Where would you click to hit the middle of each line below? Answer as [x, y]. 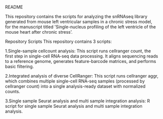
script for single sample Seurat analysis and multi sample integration [74, 106]
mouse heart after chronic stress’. [39, 32]
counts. [13, 91]
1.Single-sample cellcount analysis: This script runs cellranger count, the [78, 51]
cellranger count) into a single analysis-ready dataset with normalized [75, 86]
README [14, 7]
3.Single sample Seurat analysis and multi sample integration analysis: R [78, 101]
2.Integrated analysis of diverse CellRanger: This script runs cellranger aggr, [82, 76]
